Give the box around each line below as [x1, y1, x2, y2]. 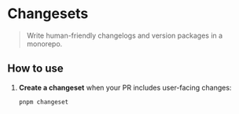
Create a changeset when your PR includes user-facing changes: [18, 83, 232, 92]
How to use [7, 62, 64, 75]
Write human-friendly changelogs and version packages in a [26, 31, 223, 40]
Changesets [7, 5, 89, 23]
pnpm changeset [18, 97, 69, 106]
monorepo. [26, 39, 63, 48]
